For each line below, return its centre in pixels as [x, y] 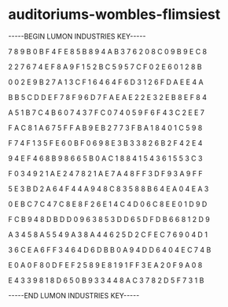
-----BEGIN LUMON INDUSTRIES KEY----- [77, 36]
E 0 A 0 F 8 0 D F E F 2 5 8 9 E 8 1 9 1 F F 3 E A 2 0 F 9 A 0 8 [105, 264]
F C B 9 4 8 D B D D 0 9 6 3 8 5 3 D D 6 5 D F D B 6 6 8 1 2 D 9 [109, 219]
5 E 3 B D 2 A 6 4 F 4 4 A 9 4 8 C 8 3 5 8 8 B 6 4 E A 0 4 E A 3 [108, 189]
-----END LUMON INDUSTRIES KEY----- [74, 295]
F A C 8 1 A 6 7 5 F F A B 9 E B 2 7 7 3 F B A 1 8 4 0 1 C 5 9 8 [105, 128]
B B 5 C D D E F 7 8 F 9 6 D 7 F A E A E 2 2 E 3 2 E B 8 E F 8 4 [107, 97]
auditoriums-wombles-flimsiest [114, 15]
